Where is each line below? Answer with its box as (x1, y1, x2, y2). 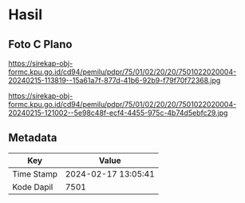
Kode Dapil (12, 181, 53, 193)
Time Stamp (12, 168, 58, 179)
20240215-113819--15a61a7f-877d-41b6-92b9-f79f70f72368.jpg (8, 76, 221, 85)
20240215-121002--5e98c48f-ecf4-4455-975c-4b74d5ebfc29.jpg (8, 108, 228, 117)
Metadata (8, 131, 57, 145)
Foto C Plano (8, 38, 73, 51)
